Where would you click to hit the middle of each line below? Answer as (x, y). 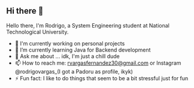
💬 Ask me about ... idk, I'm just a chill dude (67, 56)
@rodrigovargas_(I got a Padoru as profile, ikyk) (74, 71)
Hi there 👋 (25, 11)
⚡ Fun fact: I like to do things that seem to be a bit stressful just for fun (101, 78)
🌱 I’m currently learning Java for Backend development (83, 50)
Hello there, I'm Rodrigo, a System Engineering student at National (88, 25)
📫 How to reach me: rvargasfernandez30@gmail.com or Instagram (98, 63)
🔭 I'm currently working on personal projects (70, 43)
